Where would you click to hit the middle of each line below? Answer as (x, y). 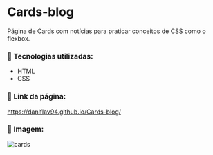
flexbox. (19, 38)
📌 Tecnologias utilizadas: (50, 56)
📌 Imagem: (26, 130)
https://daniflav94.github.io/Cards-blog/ (64, 112)
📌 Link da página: (37, 96)
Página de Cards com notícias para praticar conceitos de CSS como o (106, 31)
